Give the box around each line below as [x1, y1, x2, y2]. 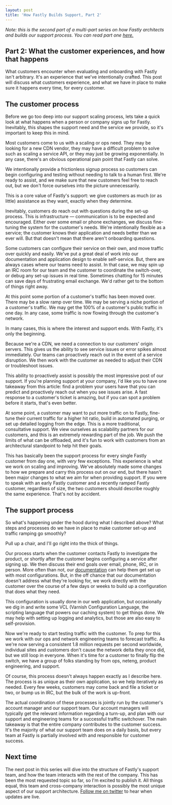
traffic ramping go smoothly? [5, 530, 67, 536]
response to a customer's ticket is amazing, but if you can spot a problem [5, 395, 160, 401]
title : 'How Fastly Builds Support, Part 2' [5, 12, 102, 17]
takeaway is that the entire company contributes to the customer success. [5, 721, 162, 727]
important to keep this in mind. [5, 130, 70, 136]
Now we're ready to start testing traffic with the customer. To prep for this [5, 630, 161, 636]
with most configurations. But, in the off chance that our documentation [5, 572, 156, 578]
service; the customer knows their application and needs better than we [5, 230, 157, 236]
